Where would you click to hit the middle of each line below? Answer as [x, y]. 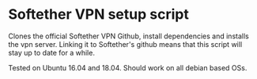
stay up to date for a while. [51, 52]
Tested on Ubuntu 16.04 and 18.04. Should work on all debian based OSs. [128, 67]
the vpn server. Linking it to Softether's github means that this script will [125, 44]
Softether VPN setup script [99, 14]
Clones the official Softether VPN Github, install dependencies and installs [128, 36]
